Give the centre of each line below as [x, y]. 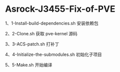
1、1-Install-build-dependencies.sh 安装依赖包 [52, 23]
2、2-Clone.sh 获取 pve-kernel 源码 [41, 33]
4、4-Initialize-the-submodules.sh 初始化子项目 [54, 54]
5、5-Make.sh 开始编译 [29, 65]
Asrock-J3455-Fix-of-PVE [60, 9]
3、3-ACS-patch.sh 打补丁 [32, 44]
